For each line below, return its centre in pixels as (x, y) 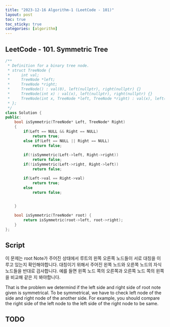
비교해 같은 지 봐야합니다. (35, 277)
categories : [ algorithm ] (31, 29)
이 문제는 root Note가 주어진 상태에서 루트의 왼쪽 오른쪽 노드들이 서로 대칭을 (80, 258)
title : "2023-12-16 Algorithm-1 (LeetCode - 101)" (60, 10)
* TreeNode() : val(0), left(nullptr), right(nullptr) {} (74, 89)
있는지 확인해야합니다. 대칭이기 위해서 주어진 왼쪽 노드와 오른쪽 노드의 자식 (88, 264)
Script (15, 245)
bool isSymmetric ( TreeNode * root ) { (53, 216)
